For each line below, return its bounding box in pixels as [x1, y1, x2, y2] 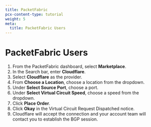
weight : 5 [5, 16, 26, 21]
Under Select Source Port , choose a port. [12, 85, 99, 91]
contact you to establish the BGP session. [12, 116, 98, 122]
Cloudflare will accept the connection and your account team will [12, 111, 146, 117]
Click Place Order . [12, 100, 51, 107]
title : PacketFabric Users [9, 26, 66, 31]
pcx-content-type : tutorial [5, 12, 64, 17]
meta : [5, 21, 16, 26]
